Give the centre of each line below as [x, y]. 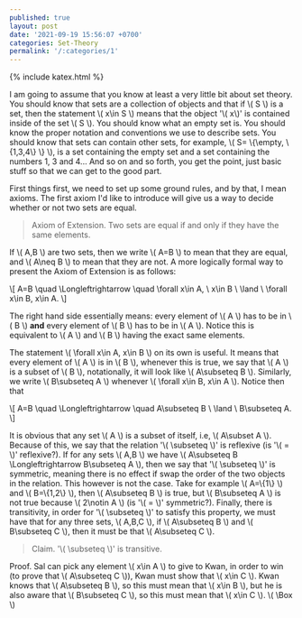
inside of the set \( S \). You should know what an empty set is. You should [147, 124]
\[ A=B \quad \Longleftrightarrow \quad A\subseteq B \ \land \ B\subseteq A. [151, 409]
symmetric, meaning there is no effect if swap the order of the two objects [147, 474]
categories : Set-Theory [54, 43]
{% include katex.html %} [57, 77]
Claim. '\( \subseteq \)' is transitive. [96, 549]
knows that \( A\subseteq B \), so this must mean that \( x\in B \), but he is [146, 586]
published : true [40, 18]
